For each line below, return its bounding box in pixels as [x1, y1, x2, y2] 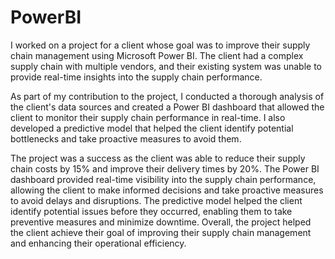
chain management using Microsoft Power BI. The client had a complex [10, 49, 304, 61]
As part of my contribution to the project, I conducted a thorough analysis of [10, 90, 325, 102]
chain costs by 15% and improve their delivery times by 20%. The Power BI [10, 162, 320, 175]
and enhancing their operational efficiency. [10, 237, 187, 249]
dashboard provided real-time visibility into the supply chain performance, [10, 173, 317, 185]
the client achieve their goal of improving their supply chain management [10, 226, 312, 238]
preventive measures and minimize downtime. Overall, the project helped [10, 216, 312, 228]
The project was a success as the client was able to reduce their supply [10, 152, 306, 164]
